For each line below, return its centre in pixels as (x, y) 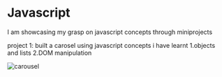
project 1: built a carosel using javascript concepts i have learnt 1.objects (111, 45)
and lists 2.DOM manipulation (50, 53)
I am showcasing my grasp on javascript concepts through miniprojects (110, 32)
